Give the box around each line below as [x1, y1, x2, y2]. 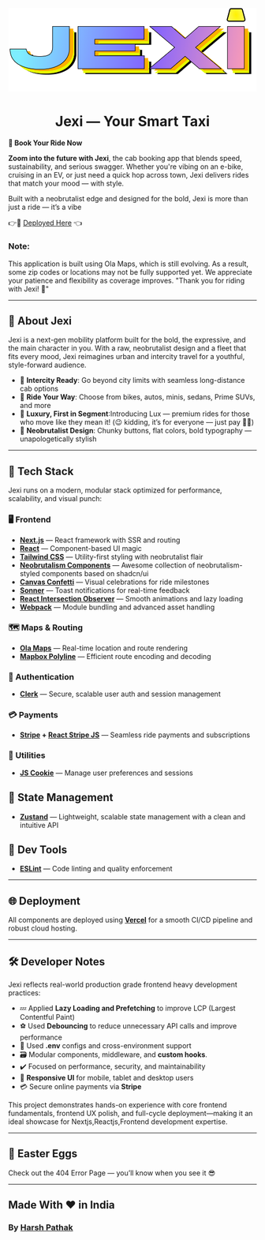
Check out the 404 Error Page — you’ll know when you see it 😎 [8, 1168, 216, 1178]
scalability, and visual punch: [8, 494, 103, 504]
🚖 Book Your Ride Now [8, 138, 83, 148]
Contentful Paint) [19, 1013, 75, 1021]
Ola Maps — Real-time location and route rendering [19, 643, 188, 653]
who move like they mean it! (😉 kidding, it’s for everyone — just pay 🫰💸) [19, 418, 255, 427]
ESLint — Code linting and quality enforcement [19, 864, 173, 874]
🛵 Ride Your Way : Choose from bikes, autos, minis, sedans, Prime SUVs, [19, 392, 256, 402]
